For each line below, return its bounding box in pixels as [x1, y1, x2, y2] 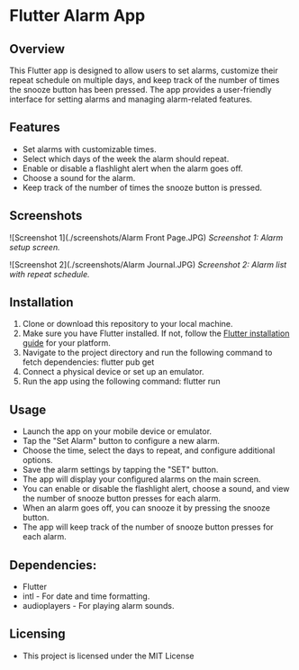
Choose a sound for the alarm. [22, 172, 136, 183]
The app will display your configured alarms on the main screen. [22, 474, 261, 484]
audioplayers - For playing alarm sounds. [22, 601, 175, 611]
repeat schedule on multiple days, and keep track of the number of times [9, 75, 280, 86]
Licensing [9, 627, 66, 642]
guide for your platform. [22, 338, 111, 349]
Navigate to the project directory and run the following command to [22, 348, 273, 358]
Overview [9, 41, 66, 57]
